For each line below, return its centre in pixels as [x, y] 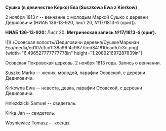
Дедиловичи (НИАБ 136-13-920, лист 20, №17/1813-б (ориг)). [71, 23]
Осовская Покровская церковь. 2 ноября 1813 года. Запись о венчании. [83, 63]
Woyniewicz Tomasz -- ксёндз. [38, 123]
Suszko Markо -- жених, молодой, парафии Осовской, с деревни [75, 73]
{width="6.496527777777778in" [39, 53]
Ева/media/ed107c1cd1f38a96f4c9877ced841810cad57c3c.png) [72, 47]
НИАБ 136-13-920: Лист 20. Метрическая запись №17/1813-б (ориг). [81, 32]
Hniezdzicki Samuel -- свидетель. [41, 103]
